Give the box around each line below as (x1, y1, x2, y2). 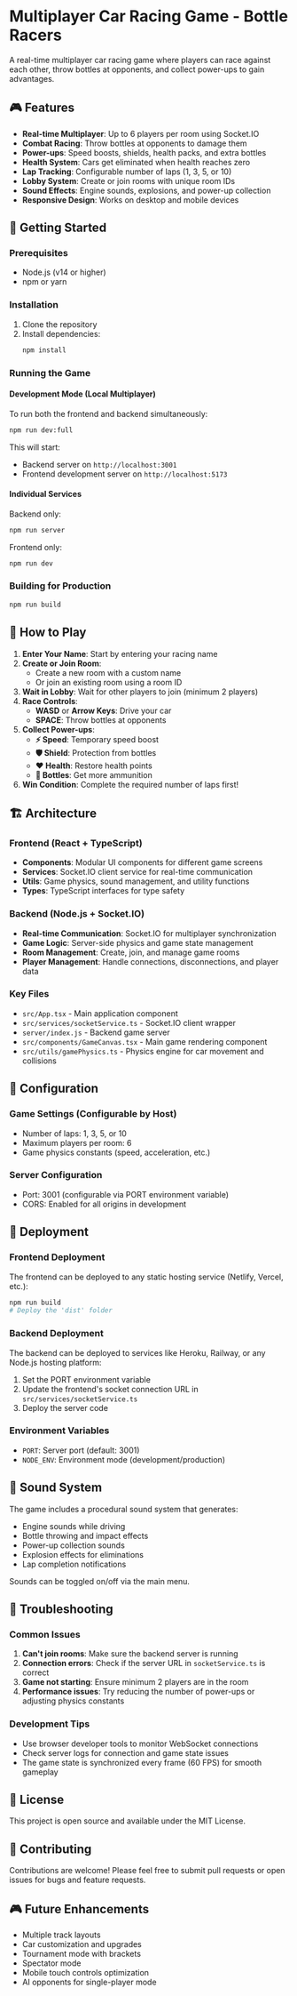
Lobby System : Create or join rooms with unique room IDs (21, 175, 236, 186)
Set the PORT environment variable (21, 1374, 151, 1384)
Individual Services (9, 489, 82, 500)
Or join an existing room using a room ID (35, 677, 183, 687)
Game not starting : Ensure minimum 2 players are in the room (21, 1677, 249, 1687)
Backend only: (9, 509, 62, 519)
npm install (21, 345, 66, 355)
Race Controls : (21, 695, 78, 706)
